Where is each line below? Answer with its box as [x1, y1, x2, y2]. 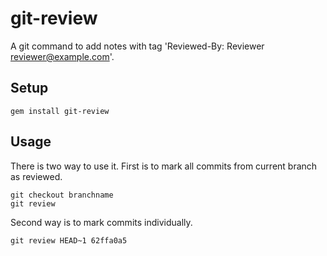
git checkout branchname [10, 190, 114, 200]
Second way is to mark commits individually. [10, 216, 193, 228]
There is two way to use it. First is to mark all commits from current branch [10, 160, 318, 172]
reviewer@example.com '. [10, 50, 115, 62]
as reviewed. [10, 170, 63, 182]
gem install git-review [10, 106, 110, 116]
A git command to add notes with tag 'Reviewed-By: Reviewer [10, 40, 265, 52]
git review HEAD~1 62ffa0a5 [10, 235, 128, 246]
